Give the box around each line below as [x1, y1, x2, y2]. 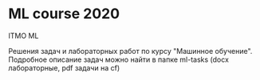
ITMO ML [8, 31, 39, 40]
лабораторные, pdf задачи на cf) [8, 63, 120, 72]
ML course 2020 [8, 5, 120, 23]
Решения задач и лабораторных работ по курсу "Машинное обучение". [8, 46, 253, 55]
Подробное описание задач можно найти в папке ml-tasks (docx [8, 55, 230, 64]
